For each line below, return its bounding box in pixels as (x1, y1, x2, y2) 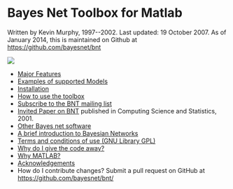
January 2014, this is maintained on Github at (7, 35, 138, 43)
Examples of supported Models (17, 77, 108, 85)
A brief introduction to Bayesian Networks (17, 129, 139, 137)
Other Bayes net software (17, 121, 92, 130)
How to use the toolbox (17, 92, 85, 100)
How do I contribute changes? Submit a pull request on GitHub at (17, 166, 205, 174)
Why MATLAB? (17, 151, 61, 160)
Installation (17, 84, 50, 92)
